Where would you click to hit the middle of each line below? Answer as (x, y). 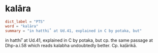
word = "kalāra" (22, 26)
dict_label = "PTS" (25, 22)
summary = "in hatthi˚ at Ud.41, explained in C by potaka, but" (73, 31)
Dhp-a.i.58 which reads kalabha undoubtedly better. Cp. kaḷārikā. (71, 45)
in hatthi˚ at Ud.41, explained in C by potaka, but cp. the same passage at (79, 40)
